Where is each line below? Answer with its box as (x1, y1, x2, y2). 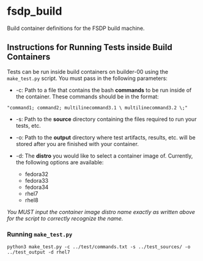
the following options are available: (15, 158, 104, 166)
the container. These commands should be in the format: (15, 93, 159, 100)
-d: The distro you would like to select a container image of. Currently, (15, 152, 193, 160)
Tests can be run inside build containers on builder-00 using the (7, 68, 169, 75)
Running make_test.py (7, 230, 73, 238)
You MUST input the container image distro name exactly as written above (7, 208, 195, 215)
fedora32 (24, 170, 48, 178)
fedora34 (24, 183, 49, 191)
